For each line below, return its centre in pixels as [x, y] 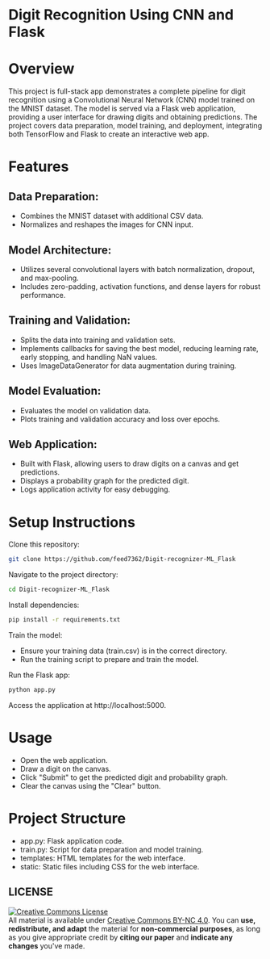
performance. [43, 295]
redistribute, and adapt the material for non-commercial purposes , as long [134, 928]
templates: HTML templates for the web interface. [103, 858]
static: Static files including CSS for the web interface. [110, 866]
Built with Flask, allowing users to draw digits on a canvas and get [129, 464]
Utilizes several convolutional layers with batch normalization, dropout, [137, 269]
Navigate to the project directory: [63, 575]
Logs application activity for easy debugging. [95, 489]
